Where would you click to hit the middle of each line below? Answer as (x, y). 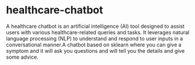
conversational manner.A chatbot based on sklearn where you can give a (94, 45)
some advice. (22, 57)
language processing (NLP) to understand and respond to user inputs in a (95, 38)
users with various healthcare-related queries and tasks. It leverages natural (98, 32)
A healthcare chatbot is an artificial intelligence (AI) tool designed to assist (95, 26)
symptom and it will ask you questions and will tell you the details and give (95, 50)
